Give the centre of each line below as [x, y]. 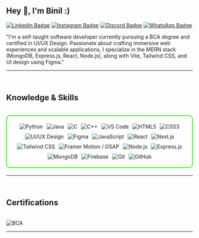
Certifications [32, 203]
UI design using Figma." [35, 62]
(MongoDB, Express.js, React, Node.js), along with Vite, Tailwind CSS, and [97, 55]
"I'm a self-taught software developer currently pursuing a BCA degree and [98, 37]
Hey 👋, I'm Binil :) [38, 11]
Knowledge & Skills [42, 98]
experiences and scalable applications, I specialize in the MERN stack [91, 49]
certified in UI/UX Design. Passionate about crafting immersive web [88, 43]
